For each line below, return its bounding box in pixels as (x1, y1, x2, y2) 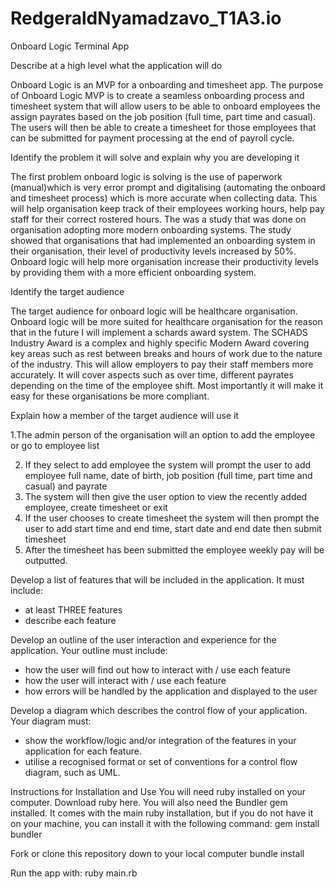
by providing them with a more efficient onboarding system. (10, 266, 257, 278)
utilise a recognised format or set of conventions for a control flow (24, 755, 298, 767)
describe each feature (24, 614, 117, 626)
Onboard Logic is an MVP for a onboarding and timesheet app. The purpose (10, 78, 324, 91)
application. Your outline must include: (10, 644, 168, 656)
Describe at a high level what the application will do (10, 59, 223, 71)
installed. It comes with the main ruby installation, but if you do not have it (10, 807, 314, 819)
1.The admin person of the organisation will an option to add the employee (10, 428, 316, 441)
